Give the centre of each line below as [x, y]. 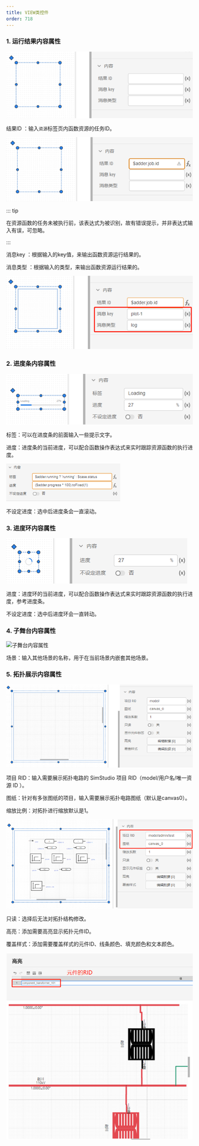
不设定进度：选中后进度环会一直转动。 [53, 614]
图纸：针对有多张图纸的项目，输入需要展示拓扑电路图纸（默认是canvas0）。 [98, 798]
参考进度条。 [32, 601]
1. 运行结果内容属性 [33, 42]
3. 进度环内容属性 [31, 528]
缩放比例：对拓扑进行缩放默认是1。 [49, 811]
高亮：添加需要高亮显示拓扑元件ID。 [50, 931]
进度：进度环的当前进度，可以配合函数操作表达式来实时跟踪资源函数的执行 [97, 594]
